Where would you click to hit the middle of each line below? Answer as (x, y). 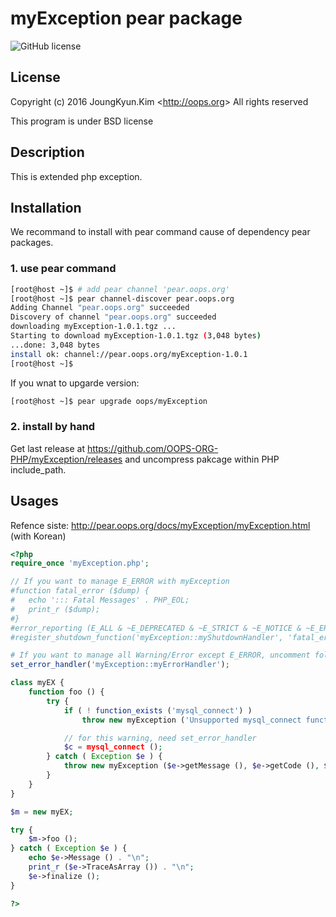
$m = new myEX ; (42, 812)
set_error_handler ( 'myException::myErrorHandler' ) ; (120, 665)
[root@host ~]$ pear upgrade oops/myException (109, 401)
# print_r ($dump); (55, 609)
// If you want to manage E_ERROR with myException (120, 582)
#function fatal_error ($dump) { (80, 591)
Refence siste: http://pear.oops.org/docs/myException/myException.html (160, 525)
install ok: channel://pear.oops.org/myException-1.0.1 (129, 354)
